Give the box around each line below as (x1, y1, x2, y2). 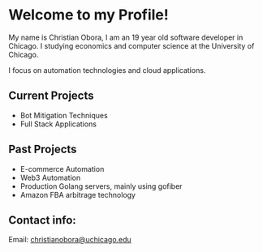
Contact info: (8, 213, 77, 227)
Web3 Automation (19, 173, 81, 182)
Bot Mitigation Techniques (19, 110, 108, 120)
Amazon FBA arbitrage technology (19, 190, 136, 199)
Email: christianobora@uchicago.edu (8, 235, 131, 245)
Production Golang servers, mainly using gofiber (19, 181, 183, 191)
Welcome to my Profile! (8, 6, 169, 24)
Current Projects (8, 89, 94, 103)
